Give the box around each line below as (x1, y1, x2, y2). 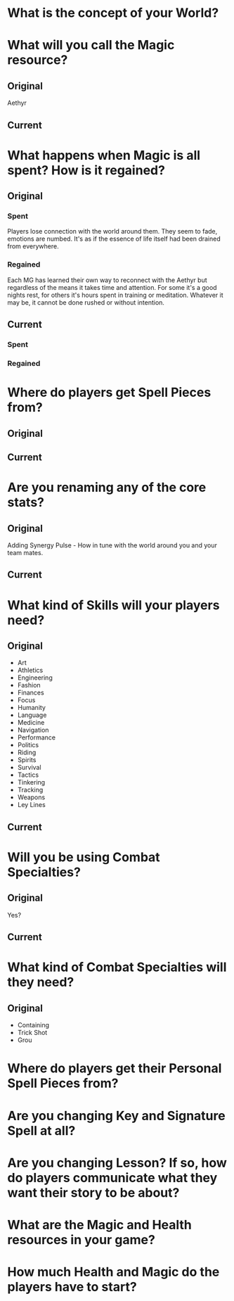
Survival (17, 763, 41, 772)
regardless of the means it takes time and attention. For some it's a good (7, 283, 217, 291)
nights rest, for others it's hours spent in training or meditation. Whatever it (7, 291, 223, 299)
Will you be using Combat (7, 849, 160, 865)
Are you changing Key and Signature (7, 1108, 226, 1124)
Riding (17, 748, 37, 757)
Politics (17, 741, 39, 749)
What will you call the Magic (7, 37, 175, 53)
